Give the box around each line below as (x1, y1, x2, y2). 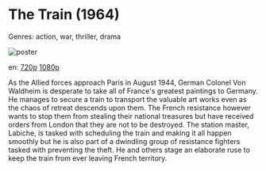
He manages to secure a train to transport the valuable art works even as (8, 94, 248, 104)
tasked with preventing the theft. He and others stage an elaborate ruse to (8, 145, 250, 154)
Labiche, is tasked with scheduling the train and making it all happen (8, 128, 232, 138)
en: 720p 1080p (8, 62, 60, 72)
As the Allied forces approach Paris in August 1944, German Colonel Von (8, 78, 246, 87)
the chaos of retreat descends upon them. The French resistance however (8, 103, 252, 112)
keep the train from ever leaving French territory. (8, 153, 168, 163)
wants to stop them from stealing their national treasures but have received (8, 111, 254, 120)
